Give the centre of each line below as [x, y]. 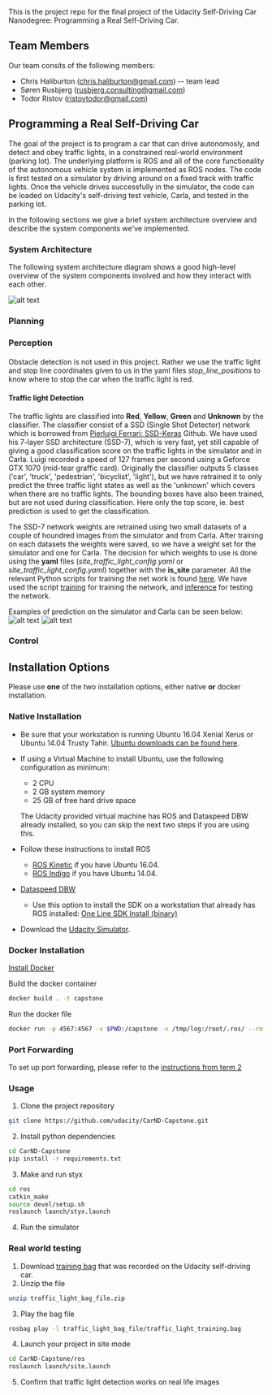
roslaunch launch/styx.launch [60, 1212]
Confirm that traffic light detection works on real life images [120, 1382]
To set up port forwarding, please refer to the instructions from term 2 [125, 1067]
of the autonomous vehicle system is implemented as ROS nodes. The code [135, 169]
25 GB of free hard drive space [84, 800]
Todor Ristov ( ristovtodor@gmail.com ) [84, 98]
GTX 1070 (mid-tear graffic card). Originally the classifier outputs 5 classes [134, 468]
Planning [26, 321]
